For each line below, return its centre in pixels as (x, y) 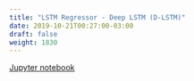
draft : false (34, 34)
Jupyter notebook (42, 68)
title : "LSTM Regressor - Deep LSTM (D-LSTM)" (97, 17)
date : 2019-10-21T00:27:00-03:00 (72, 26)
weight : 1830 (34, 42)
